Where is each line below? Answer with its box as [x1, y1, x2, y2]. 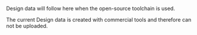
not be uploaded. [6, 23, 48, 29]
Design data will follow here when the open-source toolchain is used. [6, 5, 175, 12]
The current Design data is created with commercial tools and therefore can [6, 16, 192, 23]
